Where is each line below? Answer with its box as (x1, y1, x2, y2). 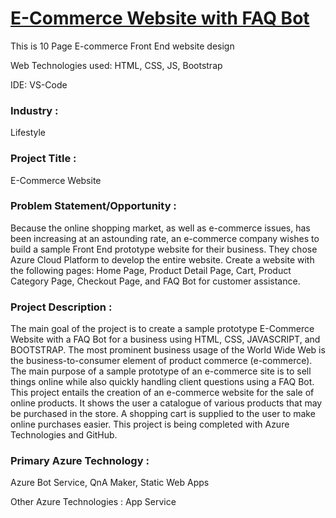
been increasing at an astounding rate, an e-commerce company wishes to (10, 232, 320, 244)
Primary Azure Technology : (10, 454, 150, 468)
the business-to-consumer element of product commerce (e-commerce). (10, 355, 313, 367)
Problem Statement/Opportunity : (10, 199, 177, 213)
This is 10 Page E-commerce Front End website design (10, 40, 235, 52)
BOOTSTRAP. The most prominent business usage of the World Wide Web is (10, 344, 326, 356)
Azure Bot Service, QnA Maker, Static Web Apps (10, 477, 210, 489)
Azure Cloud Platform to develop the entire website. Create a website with (10, 253, 315, 266)
